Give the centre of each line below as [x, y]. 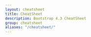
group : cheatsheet [24, 23]
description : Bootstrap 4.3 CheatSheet [46, 18]
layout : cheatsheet [25, 9]
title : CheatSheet [24, 14]
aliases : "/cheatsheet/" [30, 27]
